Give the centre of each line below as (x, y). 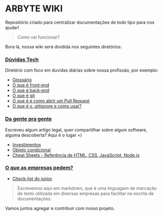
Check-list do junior (32, 178)
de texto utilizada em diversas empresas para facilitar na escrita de (85, 193)
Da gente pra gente (28, 119)
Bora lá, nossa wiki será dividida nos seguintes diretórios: (63, 46)
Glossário (22, 80)
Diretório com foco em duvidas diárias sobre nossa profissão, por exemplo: (82, 70)
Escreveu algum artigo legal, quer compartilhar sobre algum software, (76, 130)
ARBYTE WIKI (34, 9)
